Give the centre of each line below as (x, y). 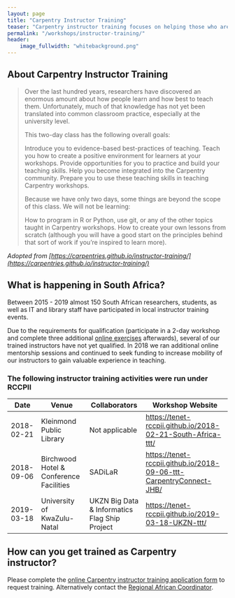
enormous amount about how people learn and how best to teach (119, 99)
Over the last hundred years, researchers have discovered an (113, 91)
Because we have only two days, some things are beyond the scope (122, 199)
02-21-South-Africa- (184, 434)
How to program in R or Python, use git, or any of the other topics (119, 220)
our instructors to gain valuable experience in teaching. (87, 360)
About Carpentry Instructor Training (88, 74)
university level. (47, 121)
